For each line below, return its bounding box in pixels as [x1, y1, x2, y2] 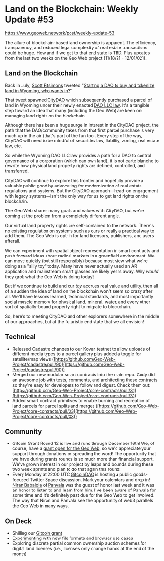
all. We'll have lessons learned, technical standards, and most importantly [5, 293, 153, 299]
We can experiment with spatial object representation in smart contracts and [5, 247, 160, 253]
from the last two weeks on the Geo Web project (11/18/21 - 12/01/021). [5, 55, 147, 61]
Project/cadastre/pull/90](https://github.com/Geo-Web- [12, 361, 125, 367]
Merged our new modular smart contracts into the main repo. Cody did [12, 372, 155, 377]
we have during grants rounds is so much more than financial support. [12, 456, 154, 462]
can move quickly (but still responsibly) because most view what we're [5, 258, 148, 264]
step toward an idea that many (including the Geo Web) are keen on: [5, 107, 143, 113]
